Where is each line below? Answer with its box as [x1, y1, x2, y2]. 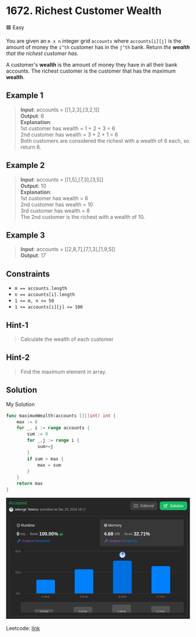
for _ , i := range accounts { [16, 425, 90, 431]
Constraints [6, 269, 50, 279]
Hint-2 [6, 352, 30, 362]
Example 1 [6, 91, 44, 101]
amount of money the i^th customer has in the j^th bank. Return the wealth [6, 43, 190, 50]
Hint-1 [6, 320, 29, 330]
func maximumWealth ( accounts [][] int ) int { [6, 413, 116, 419]
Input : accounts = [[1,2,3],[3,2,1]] [20, 106, 100, 113]
